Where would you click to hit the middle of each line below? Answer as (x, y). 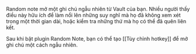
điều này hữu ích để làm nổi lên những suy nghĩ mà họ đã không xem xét (94, 15)
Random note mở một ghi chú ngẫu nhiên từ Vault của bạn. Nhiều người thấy (98, 9)
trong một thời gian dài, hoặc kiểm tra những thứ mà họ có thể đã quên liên (96, 21)
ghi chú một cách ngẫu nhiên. (42, 45)
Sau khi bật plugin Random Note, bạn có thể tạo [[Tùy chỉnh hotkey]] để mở (97, 39)
